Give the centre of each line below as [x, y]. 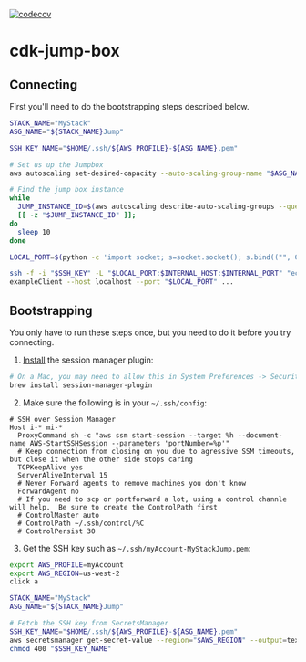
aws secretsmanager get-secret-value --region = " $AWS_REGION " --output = [148, 640]
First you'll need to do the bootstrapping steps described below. [129, 106]
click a [24, 582]
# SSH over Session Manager [63, 419]
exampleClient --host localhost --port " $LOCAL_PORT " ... [122, 282]
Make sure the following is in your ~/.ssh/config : [115, 403]
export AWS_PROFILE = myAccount [67, 565]
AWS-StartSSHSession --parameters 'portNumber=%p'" [130, 443]
